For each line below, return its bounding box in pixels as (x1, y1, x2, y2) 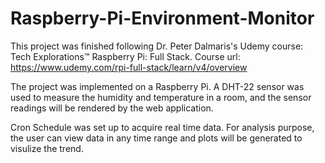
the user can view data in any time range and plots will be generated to (10, 132, 303, 144)
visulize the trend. (10, 142, 84, 154)
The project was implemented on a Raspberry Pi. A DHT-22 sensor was (10, 80, 305, 92)
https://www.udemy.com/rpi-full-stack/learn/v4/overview (10, 61, 248, 73)
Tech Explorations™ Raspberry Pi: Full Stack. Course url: (10, 50, 241, 62)
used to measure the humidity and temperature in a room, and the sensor (10, 91, 312, 103)
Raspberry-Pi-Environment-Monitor (10, 7, 315, 30)
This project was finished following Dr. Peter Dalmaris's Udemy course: (10, 40, 304, 52)
